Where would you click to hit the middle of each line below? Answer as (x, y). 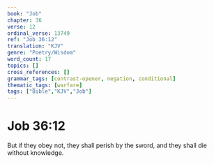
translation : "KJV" (36, 46)
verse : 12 (22, 27)
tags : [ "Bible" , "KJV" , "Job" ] (49, 91)
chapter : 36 (24, 20)
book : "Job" (24, 14)
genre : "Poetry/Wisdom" (42, 53)
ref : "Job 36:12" (32, 40)
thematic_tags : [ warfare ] (45, 85)
